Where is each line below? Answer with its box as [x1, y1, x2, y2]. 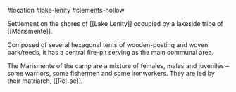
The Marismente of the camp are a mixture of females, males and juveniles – [7, 62, 230, 70]
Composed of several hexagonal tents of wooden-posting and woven [7, 41, 209, 48]
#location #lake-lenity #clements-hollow [7, 6, 125, 14]
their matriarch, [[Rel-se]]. [7, 77, 83, 85]
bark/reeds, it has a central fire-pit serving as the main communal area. [7, 48, 214, 56]
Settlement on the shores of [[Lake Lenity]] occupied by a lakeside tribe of [7, 20, 223, 27]
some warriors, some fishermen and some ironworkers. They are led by [7, 70, 215, 77]
